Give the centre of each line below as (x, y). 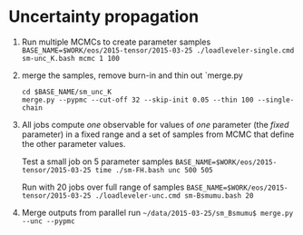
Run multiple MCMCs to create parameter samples (116, 42)
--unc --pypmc (48, 221)
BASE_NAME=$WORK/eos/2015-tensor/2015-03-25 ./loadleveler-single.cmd (158, 50)
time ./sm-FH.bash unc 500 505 (154, 170)
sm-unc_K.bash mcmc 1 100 (70, 58)
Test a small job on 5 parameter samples (97, 162)
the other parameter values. (73, 143)
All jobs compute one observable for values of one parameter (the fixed (155, 124)
